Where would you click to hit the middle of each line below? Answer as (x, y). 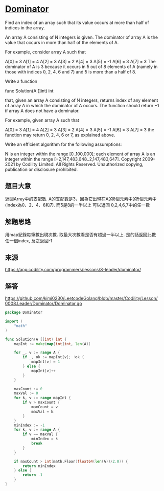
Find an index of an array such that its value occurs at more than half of (77, 23)
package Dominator (24, 313)
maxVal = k (42, 411)
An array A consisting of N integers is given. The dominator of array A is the (82, 37)
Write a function (21, 81)
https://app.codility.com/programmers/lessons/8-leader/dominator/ (73, 270)
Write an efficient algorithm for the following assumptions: (64, 144)
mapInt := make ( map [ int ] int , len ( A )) (52, 344)
